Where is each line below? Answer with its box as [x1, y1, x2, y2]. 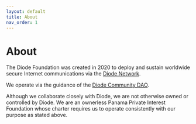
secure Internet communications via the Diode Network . [6, 70, 141, 77]
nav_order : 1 [6, 19, 38, 25]
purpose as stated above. [6, 112, 68, 119]
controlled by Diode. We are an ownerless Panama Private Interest [6, 99, 166, 106]
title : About [6, 14, 38, 20]
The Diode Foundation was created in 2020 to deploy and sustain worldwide [6, 64, 190, 71]
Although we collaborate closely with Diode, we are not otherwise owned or [6, 93, 189, 100]
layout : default [6, 8, 46, 15]
